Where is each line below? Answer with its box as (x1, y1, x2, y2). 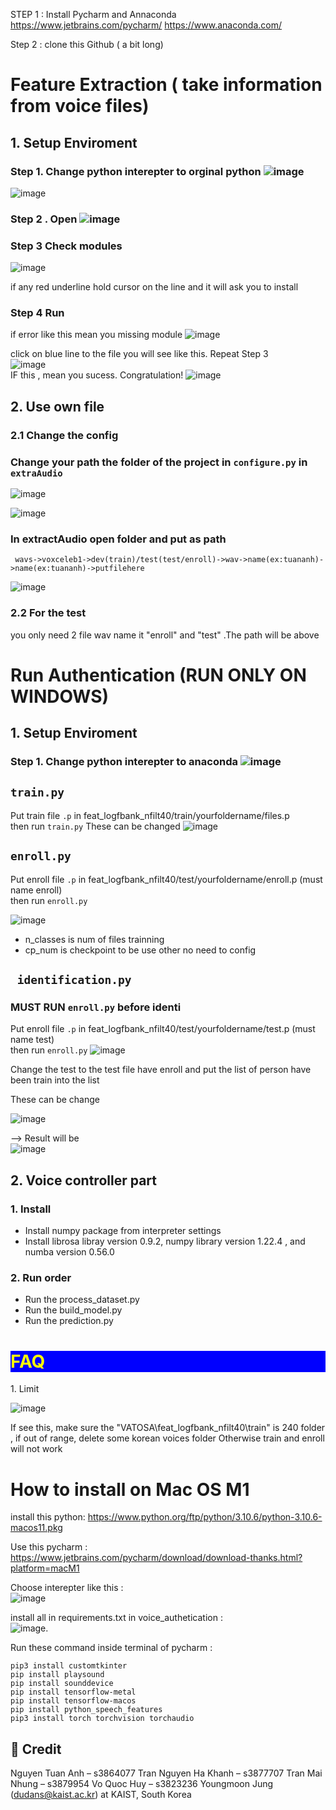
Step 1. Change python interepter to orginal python (10, 164, 262, 178)
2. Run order (10, 1271, 72, 1285)
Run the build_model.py (24, 1304, 123, 1316)
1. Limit (10, 1383, 40, 1395)
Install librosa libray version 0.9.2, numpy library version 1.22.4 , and (24, 1235, 306, 1248)
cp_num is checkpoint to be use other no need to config (24, 944, 257, 956)
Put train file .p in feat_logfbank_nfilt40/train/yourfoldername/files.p (10, 809, 290, 821)
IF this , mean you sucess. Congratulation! (10, 369, 184, 381)
